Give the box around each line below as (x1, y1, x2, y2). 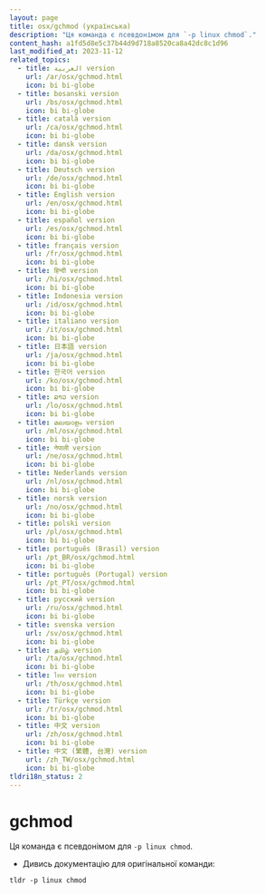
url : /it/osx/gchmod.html (25, 326, 124, 335)
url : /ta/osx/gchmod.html (25, 654, 124, 663)
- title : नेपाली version (17, 443, 101, 452)
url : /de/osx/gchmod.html (25, 173, 124, 182)
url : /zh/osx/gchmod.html (25, 730, 124, 739)
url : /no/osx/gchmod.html (25, 502, 124, 511)
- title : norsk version (17, 493, 107, 503)
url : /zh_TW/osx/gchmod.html (25, 754, 136, 764)
